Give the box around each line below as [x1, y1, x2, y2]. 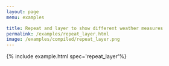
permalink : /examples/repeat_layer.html [6, 31, 110, 37]
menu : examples [6, 14, 45, 20]
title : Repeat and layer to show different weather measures [6, 25, 164, 31]
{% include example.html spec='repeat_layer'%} [6, 53, 127, 60]
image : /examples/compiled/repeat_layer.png [6, 37, 120, 43]
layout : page [6, 8, 39, 15]
